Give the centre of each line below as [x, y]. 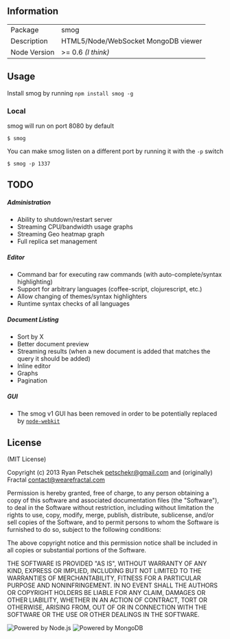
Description [29, 41]
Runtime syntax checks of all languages [73, 304]
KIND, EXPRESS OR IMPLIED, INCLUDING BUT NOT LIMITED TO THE [104, 571]
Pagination [32, 381]
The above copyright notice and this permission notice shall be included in [112, 543]
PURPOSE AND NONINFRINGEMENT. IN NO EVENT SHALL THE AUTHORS [113, 585]
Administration [29, 202]
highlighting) [35, 282]
